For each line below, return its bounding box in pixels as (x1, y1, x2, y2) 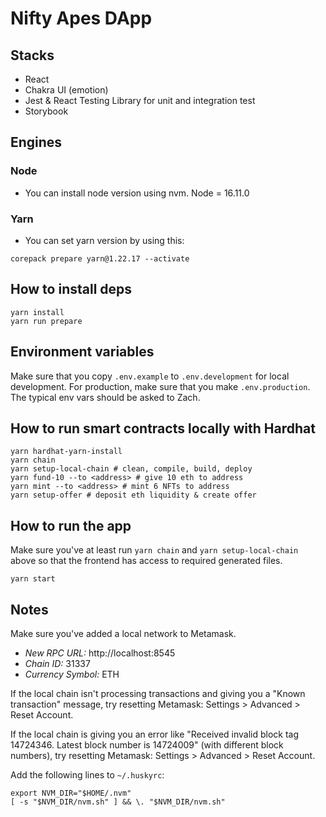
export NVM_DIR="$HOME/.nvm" (10, 788, 132, 799)
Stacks (10, 47, 55, 64)
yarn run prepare (10, 316, 83, 326)
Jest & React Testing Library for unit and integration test (24, 95, 256, 106)
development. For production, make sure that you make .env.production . (10, 380, 311, 392)
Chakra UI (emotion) (24, 84, 109, 96)
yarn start (10, 574, 56, 584)
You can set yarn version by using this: (24, 234, 185, 246)
